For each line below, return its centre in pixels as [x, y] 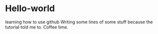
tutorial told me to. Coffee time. [37, 27]
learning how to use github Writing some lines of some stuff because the [79, 22]
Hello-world [30, 8]
